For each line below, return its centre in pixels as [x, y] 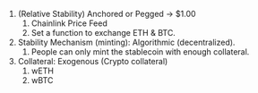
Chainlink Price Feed [69, 23]
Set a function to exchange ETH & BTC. [103, 33]
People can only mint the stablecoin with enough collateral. [140, 52]
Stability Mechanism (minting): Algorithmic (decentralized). [126, 42]
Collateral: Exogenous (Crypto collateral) [93, 61]
